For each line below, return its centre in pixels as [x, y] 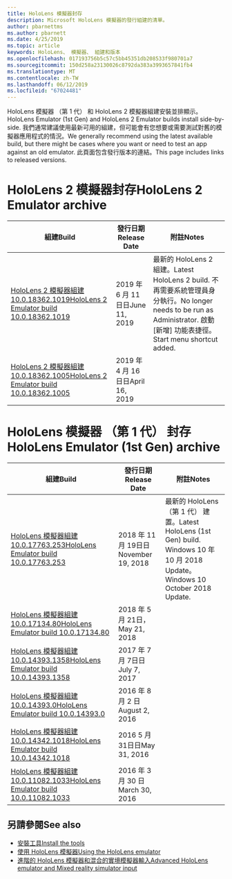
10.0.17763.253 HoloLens [54, 545]
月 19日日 [134, 545]
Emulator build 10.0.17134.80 [60, 632]
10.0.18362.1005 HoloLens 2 [59, 376]
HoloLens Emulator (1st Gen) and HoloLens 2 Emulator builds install [103, 119]
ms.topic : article [33, 46]
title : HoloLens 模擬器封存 [45, 14]
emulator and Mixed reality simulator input [77, 868]
